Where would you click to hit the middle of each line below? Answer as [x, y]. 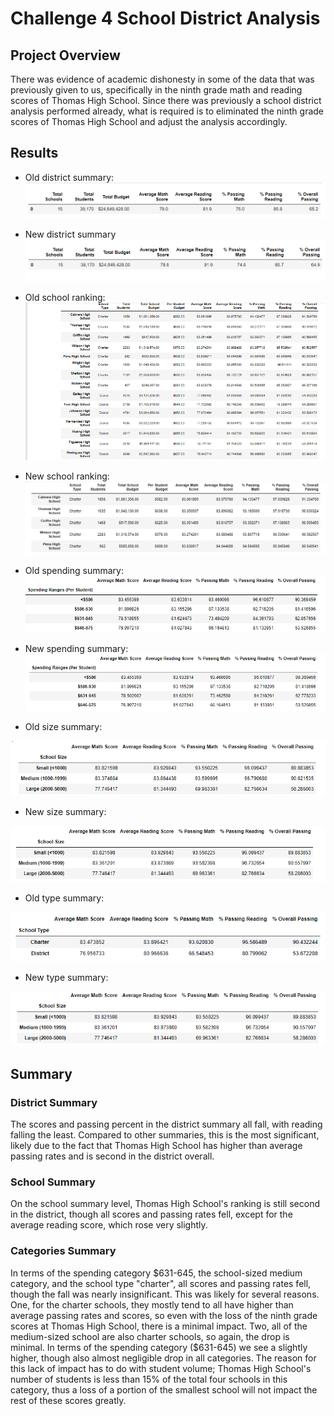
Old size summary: [63, 727]
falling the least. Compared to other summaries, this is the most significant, [165, 1134]
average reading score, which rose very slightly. [109, 1225]
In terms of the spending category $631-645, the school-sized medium [156, 1273]
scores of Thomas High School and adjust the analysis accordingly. [149, 121]
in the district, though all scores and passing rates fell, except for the [151, 1214]
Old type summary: [64, 898]
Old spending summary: [74, 571]
